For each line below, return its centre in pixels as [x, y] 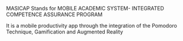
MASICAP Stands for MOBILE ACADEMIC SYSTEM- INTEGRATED [85, 8]
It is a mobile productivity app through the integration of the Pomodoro [92, 26]
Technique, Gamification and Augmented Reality [65, 32]
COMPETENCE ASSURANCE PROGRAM [54, 14]
